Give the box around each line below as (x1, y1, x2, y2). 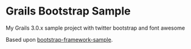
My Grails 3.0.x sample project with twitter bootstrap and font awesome (5, 24, 186, 31)
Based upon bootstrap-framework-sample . (5, 36, 113, 43)
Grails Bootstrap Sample (5, 4, 131, 18)
